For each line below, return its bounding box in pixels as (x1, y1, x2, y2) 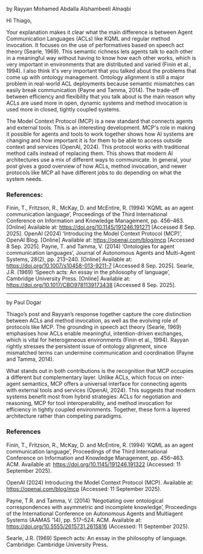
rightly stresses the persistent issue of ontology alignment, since (6, 343, 167, 350)
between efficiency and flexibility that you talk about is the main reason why (6, 93, 196, 100)
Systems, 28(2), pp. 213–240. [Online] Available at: (6, 256, 133, 263)
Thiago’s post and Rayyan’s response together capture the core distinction (6, 311, 192, 318)
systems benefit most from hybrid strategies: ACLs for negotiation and (6, 393, 182, 400)
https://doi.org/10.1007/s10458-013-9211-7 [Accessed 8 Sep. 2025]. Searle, (6, 262, 195, 269)
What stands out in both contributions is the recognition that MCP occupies (6, 368, 194, 375)
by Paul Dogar (6, 299, 42, 306)
